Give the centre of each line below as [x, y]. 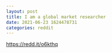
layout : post [22, 11]
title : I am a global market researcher [56, 17]
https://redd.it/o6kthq [32, 44]
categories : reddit [30, 28]
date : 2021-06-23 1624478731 [42, 22]
